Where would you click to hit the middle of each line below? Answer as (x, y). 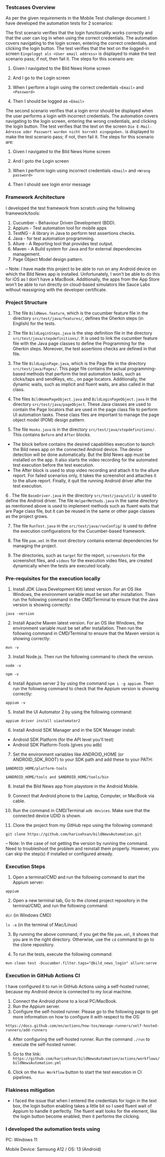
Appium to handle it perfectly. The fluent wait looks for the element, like (85, 1111)
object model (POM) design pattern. (49, 420)
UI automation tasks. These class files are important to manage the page (86, 415)
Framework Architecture (35, 197)
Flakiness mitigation (30, 1090)
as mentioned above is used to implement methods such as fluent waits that (82, 506)
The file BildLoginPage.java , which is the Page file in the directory (79, 363)
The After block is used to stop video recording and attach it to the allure (86, 470)
